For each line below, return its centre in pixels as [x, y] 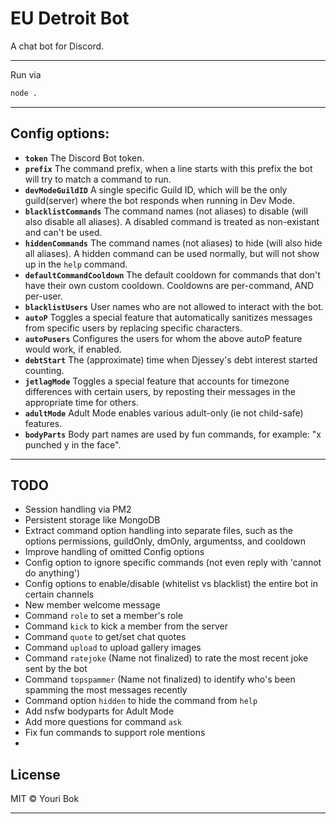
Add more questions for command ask [103, 722]
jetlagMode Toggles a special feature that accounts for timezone [157, 381]
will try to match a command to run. [98, 179]
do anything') [52, 573]
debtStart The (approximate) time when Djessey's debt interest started [171, 359]
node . [24, 93]
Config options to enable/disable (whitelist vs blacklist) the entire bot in [171, 584]
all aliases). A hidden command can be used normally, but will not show [172, 253]
